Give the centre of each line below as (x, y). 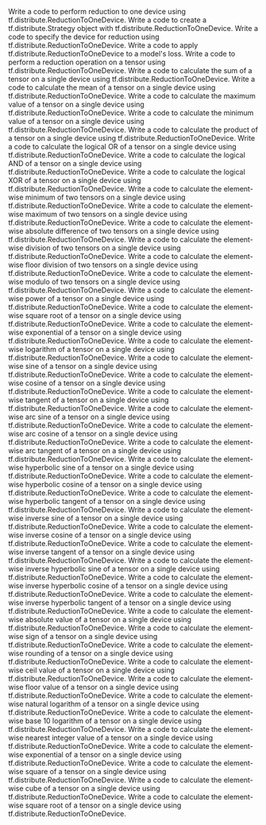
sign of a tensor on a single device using (91, 636)
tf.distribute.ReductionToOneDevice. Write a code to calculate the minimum (131, 113)
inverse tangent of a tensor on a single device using (110, 552)
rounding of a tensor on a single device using (99, 653)
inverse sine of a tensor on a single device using (104, 518)
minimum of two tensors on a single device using (105, 197)
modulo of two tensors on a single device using (102, 282)
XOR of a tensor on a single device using (75, 180)
